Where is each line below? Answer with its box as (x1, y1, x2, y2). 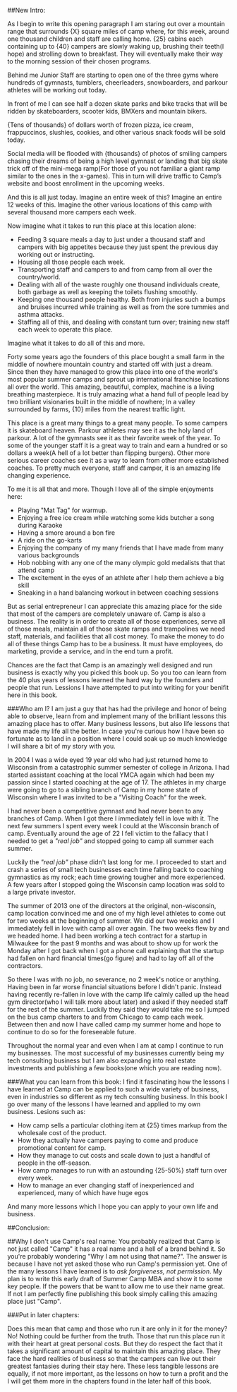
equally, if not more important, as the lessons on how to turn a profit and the (7, 1369, 229, 1378)
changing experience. (7, 471, 71, 479)
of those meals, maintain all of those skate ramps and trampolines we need (7, 624, 226, 633)
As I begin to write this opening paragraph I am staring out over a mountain (7, 20, 226, 28)
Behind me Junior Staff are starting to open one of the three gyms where (7, 71, 219, 79)
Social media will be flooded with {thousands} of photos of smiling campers (7, 150, 228, 157)
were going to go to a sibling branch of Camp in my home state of (7, 786, 198, 794)
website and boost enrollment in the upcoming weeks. (7, 179, 164, 188)
